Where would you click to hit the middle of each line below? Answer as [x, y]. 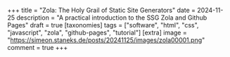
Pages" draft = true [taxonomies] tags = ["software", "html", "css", [103, 25]
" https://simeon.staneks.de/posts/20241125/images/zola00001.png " [106, 40]
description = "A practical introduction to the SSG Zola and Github [112, 18]
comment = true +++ [38, 47]
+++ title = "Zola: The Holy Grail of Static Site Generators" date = [101, 10]
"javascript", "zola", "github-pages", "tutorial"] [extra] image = [97, 32]
